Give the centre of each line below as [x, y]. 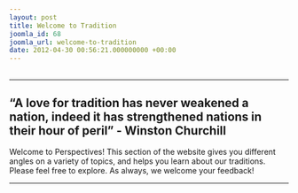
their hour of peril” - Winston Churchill [118, 131]
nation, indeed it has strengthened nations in [136, 116]
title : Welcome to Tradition [63, 26]
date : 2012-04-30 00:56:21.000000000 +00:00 [93, 50]
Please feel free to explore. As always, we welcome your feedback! [132, 171]
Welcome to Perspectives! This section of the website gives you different [143, 152]
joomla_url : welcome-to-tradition [73, 42]
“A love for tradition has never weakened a [129, 103]
